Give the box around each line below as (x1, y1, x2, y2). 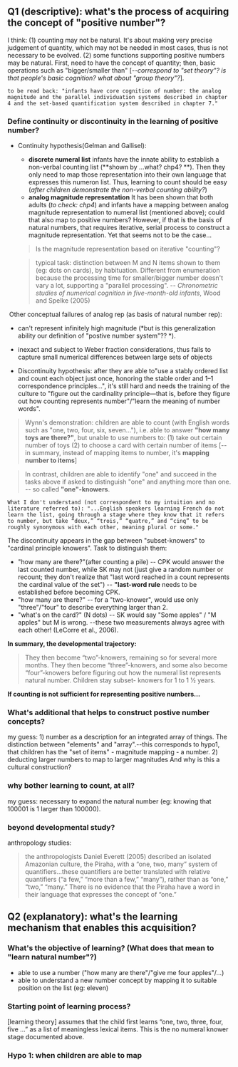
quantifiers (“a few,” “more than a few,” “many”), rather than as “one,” (24, 875, 229, 883)
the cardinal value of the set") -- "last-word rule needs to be (17, 581, 197, 589)
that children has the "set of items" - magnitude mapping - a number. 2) (7, 748, 219, 756)
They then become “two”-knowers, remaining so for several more (24, 653, 217, 662)
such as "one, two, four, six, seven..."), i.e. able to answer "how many (24, 426, 230, 434)
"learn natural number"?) (7, 952, 98, 962)
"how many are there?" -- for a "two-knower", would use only (17, 595, 199, 604)
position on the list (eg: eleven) (17, 983, 109, 992)
